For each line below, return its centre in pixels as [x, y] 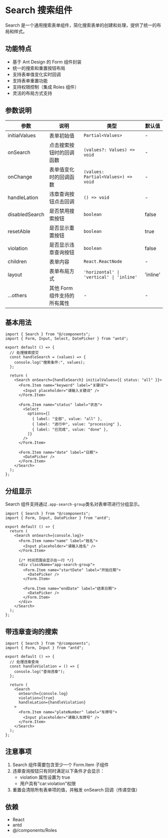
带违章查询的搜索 [31, 632]
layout [15, 274]
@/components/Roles [35, 830]
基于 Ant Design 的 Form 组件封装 [47, 62]
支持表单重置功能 [30, 80]
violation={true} [36, 698]
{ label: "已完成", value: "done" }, [70, 430]
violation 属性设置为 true [45, 777]
